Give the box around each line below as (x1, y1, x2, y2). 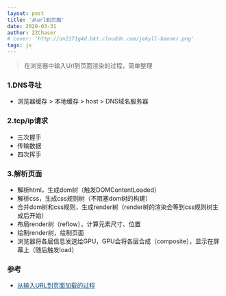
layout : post (7, 10, 45, 17)
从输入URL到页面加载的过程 (16, 282, 96, 290)
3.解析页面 (7, 169, 42, 178)
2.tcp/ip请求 (7, 116, 49, 125)
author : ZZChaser (7, 29, 57, 36)
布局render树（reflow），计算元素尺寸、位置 (16, 220, 141, 228)
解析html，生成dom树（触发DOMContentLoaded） (16, 186, 160, 194)
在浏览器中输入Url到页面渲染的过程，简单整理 (23, 62, 153, 69)
